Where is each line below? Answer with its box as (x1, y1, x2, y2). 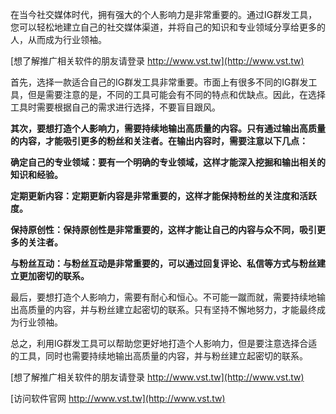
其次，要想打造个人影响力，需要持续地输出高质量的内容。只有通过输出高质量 (10, 123, 326, 134)
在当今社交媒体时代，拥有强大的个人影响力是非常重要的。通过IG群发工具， (10, 9, 318, 20)
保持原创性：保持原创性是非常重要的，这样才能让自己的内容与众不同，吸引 (10, 224, 317, 235)
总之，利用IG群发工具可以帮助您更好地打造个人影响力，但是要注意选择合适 (10, 338, 318, 349)
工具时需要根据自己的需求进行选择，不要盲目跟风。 (10, 101, 221, 113)
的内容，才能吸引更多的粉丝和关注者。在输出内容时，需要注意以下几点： (10, 135, 308, 147)
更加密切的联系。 (18, 270, 90, 282)
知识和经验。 (10, 169, 63, 180)
